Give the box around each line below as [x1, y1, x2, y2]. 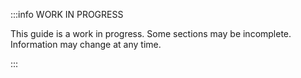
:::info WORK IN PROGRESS [10, 9, 124, 20]
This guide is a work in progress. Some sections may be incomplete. [10, 28, 292, 39]
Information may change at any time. [10, 39, 162, 50]
